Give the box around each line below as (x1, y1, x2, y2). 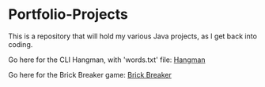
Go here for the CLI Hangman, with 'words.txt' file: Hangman (8, 55, 206, 64)
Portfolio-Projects (8, 5, 129, 24)
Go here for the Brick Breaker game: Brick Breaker (8, 70, 172, 79)
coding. (8, 39, 33, 49)
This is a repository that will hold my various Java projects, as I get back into (8, 31, 257, 41)
